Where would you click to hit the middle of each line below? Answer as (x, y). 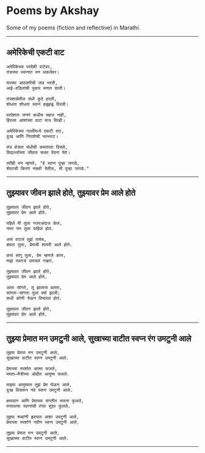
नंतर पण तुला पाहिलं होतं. (30, 228)
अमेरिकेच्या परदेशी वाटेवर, (30, 67)
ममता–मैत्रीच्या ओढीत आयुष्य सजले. (38, 374)
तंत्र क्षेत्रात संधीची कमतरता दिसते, (37, 147)
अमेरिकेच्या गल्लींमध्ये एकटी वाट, (35, 131)
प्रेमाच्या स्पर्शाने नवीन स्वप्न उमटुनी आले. (43, 422)
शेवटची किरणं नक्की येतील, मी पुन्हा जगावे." (48, 168)
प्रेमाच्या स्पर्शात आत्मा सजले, (32, 369)
